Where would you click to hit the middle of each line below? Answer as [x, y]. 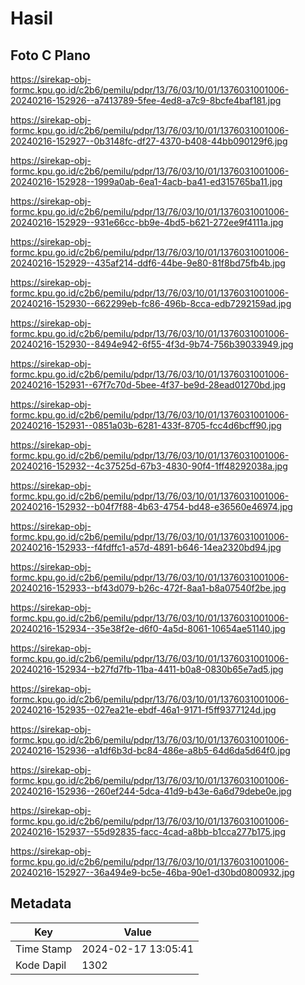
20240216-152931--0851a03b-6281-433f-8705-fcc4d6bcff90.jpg [146, 425]
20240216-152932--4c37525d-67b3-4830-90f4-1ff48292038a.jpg [149, 466]
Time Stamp [44, 949]
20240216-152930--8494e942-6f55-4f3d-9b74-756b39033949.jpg [152, 344]
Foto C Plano [50, 55]
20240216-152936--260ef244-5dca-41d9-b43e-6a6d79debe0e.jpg [151, 791]
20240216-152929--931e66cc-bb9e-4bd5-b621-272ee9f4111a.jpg [147, 222]
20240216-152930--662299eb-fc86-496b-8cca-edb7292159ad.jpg [151, 303]
